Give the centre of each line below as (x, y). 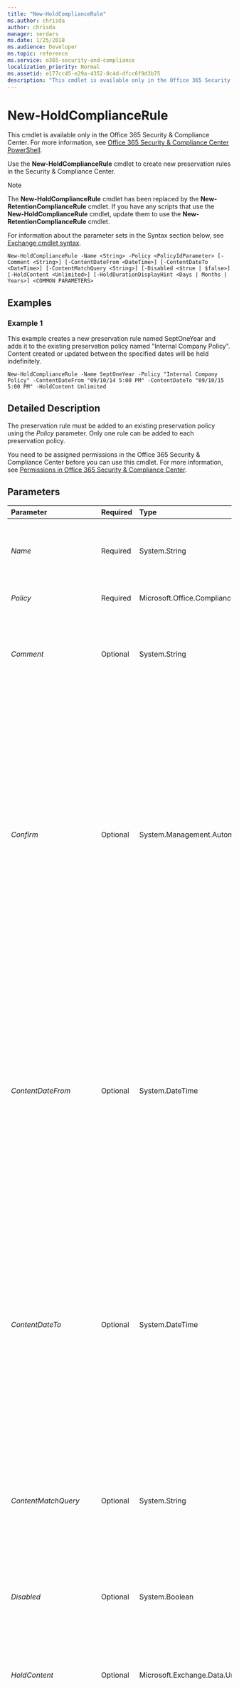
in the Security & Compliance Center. (62, 171)
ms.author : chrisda (36, 21)
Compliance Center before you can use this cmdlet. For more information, (115, 462)
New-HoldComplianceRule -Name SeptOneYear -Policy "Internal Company (113, 374)
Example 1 (25, 323)
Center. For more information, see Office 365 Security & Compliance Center (118, 142)
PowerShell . (25, 150)
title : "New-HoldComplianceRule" (57, 14)
